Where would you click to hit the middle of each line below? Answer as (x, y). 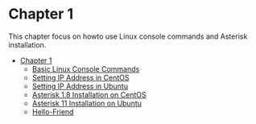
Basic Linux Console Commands (86, 68)
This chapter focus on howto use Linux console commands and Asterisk (128, 36)
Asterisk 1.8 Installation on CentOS (89, 94)
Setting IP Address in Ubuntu (80, 86)
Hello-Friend (53, 112)
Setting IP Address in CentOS (81, 77)
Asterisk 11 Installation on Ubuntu (87, 103)
